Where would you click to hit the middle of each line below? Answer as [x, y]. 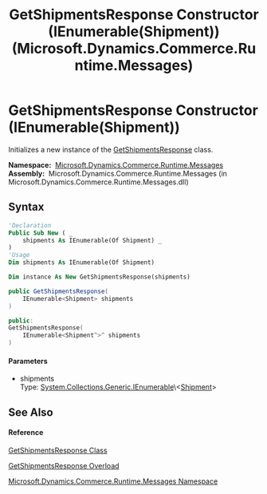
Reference [26, 433]
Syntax [26, 207]
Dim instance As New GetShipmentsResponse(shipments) [100, 277]
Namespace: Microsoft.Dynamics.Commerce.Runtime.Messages [116, 164]
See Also [31, 412]
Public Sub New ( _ [41, 233]
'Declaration [30, 225]
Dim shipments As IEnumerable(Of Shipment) [82, 263]
